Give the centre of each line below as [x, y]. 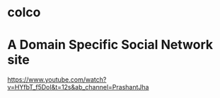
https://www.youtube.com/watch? [57, 80]
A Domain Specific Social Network [110, 45]
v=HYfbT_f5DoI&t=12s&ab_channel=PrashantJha [78, 87]
